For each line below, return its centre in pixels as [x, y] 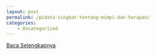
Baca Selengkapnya [31, 45]
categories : [21, 23]
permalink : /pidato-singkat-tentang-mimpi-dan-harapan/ [78, 17]
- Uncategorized [38, 28]
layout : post [23, 12]
